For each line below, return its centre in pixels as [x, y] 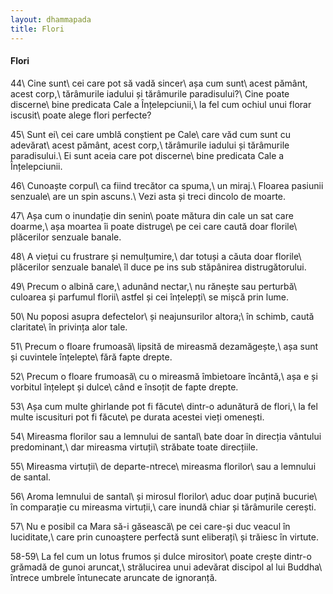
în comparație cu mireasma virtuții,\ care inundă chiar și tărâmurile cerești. [163, 507]
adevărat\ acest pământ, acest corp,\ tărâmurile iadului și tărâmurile [150, 145]
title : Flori [37, 29]
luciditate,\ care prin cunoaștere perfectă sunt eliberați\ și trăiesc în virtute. [164, 537]
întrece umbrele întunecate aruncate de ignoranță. [114, 577]
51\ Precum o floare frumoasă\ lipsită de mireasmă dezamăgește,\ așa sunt [164, 346]
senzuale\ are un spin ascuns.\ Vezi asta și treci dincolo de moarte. [148, 196]
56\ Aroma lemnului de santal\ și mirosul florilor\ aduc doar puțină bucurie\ [164, 496]
